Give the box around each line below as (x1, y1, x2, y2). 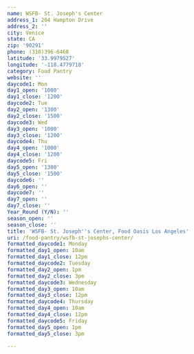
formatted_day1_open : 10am (7, 247, 85, 254)
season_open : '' (7, 215, 54, 222)
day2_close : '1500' (7, 112, 63, 119)
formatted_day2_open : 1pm (7, 266, 81, 273)
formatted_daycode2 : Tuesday (7, 260, 91, 267)
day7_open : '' (7, 196, 48, 203)
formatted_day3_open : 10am (7, 285, 85, 293)
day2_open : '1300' (7, 106, 60, 113)
